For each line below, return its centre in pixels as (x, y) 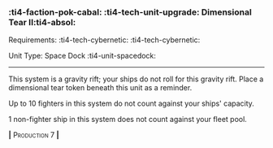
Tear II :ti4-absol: (42, 22)
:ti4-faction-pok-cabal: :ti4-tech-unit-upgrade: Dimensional (130, 12)
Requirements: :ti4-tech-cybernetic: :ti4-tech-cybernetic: (104, 40)
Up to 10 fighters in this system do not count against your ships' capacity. (131, 103)
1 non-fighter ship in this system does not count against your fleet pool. (128, 120)
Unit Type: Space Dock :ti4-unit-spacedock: (82, 56)
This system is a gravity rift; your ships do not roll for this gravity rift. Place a (136, 79)
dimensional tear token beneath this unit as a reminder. (100, 88)
